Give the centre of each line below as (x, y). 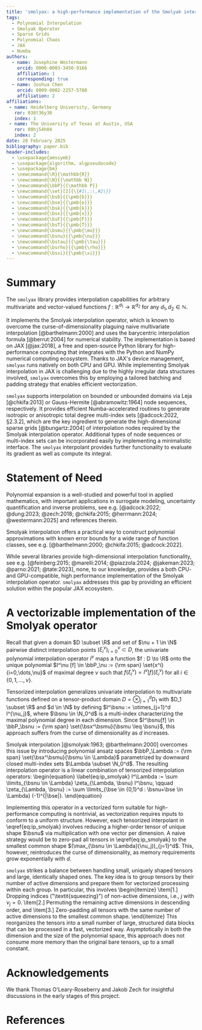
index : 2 (25, 135)
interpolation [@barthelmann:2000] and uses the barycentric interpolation (98, 333)
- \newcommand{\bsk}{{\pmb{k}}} (52, 208)
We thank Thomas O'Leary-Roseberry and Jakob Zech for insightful (90, 990)
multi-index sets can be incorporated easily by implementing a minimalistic (99, 440)
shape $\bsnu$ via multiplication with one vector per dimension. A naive (96, 833)
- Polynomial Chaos (36, 40)
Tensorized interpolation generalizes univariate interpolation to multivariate (99, 692)
